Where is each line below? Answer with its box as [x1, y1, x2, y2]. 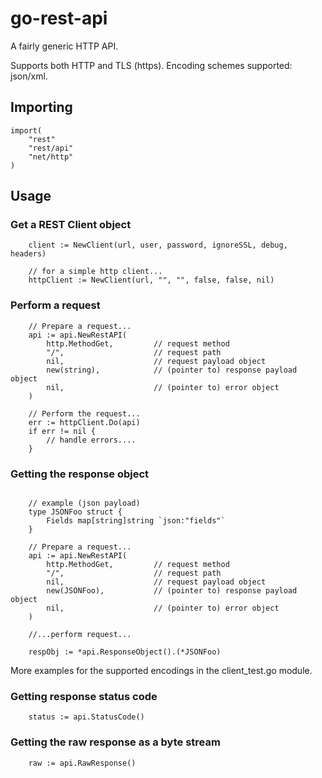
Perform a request [10, 298, 101, 312]
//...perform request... [28, 630, 132, 640]
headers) [10, 249, 47, 259]
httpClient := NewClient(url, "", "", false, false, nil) [28, 275, 275, 286]
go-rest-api [10, 7, 108, 30]
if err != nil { [28, 426, 97, 436]
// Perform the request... [28, 408, 141, 419]
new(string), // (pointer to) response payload [46, 365, 298, 375]
